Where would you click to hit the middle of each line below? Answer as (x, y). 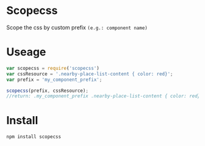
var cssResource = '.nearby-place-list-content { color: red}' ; (90, 74)
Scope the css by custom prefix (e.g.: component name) (77, 27)
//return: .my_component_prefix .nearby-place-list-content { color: (97, 96)
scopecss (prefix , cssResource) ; (47, 91)
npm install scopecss (34, 137)
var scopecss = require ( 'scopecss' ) (53, 68)
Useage (26, 52)
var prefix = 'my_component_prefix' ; (54, 80)
